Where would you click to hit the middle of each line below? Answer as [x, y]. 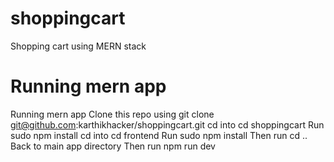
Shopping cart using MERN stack [78, 46]
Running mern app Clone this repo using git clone [112, 114]
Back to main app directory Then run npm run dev [113, 146]
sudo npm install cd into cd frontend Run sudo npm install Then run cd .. [159, 135]
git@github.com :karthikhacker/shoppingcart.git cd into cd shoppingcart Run [167, 124]
